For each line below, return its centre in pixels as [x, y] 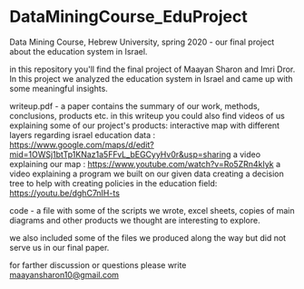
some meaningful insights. [59, 88]
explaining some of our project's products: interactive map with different [144, 125]
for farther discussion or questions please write [98, 264]
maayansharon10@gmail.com [64, 274]
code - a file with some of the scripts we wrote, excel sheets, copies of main [152, 210]
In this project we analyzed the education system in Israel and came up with [151, 78]
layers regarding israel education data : [83, 135]
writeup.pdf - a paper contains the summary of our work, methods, [135, 105]
